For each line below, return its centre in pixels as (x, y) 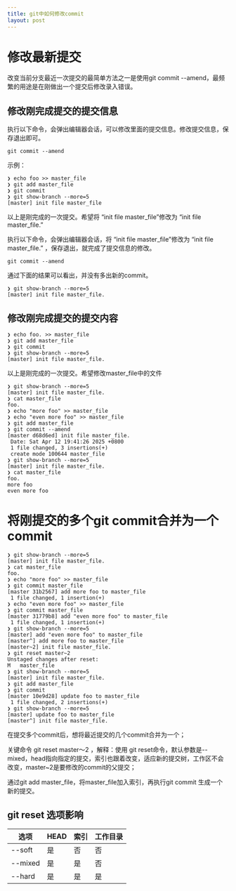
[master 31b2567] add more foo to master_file (77, 592)
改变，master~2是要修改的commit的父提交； (72, 767)
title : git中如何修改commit (46, 14)
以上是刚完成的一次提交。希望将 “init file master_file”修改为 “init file (104, 217)
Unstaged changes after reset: (53, 659)
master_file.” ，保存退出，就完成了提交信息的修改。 (81, 248)
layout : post (26, 20)
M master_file (31, 666)
